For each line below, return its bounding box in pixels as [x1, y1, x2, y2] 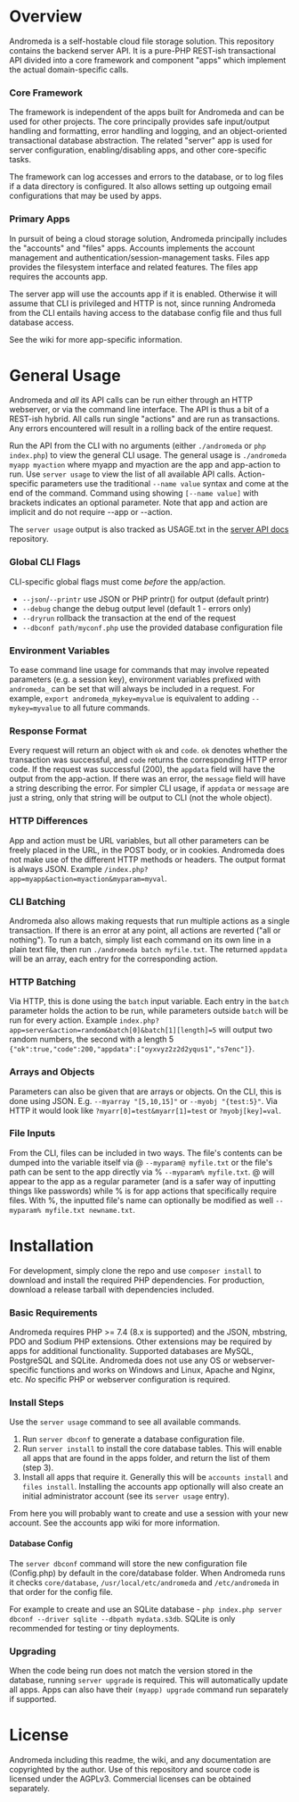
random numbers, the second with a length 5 [9, 1034, 174, 1045]
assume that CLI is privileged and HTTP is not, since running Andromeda [9, 297, 276, 309]
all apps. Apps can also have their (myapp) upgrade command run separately [9, 1684, 289, 1695]
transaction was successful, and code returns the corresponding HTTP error [9, 754, 287, 765]
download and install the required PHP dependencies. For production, [9, 1275, 265, 1285]
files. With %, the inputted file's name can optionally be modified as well [9, 1194, 274, 1206]
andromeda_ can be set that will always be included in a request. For [9, 684, 255, 694]
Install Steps [9, 1397, 65, 1408]
